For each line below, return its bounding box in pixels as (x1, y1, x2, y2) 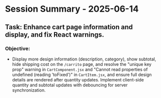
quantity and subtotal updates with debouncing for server (12, 82, 128, 88)
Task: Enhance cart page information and (5, 23, 133, 31)
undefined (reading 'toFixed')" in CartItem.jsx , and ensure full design (12, 72, 152, 78)
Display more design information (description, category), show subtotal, (12, 56, 157, 62)
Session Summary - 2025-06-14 (5, 3, 139, 15)
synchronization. (12, 87, 46, 93)
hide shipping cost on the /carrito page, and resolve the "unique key (12, 61, 152, 67)
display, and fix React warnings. (5, 30, 105, 39)
